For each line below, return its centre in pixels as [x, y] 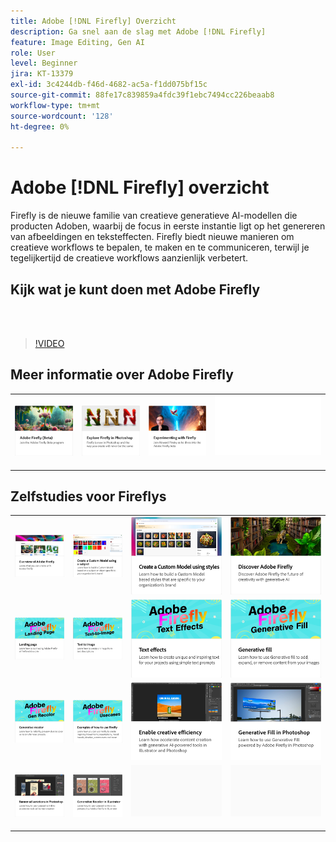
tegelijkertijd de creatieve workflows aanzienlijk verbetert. [129, 258]
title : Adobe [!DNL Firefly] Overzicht [93, 21]
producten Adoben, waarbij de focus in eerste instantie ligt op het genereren [168, 226]
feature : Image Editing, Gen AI [77, 42]
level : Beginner [44, 63]
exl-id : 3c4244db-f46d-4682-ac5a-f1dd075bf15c [109, 85]
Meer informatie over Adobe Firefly [122, 375]
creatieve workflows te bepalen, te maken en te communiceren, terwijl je [160, 247]
